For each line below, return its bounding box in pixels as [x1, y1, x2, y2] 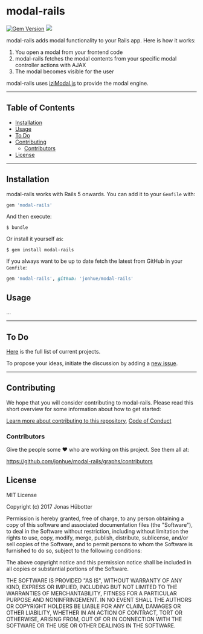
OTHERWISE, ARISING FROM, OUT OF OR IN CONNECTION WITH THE [6, 615, 182, 622]
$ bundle [6, 225, 28, 231]
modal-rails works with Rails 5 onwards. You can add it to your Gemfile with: [6, 190, 196, 197]
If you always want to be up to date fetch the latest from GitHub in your [6, 257, 183, 265]
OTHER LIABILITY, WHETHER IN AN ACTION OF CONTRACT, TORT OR [6, 609, 182, 616]
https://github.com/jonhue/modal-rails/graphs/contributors [6, 458, 153, 465]
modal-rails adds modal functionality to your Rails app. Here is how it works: [6, 36, 196, 44]
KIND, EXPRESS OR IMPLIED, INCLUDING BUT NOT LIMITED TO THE [6, 583, 178, 590]
